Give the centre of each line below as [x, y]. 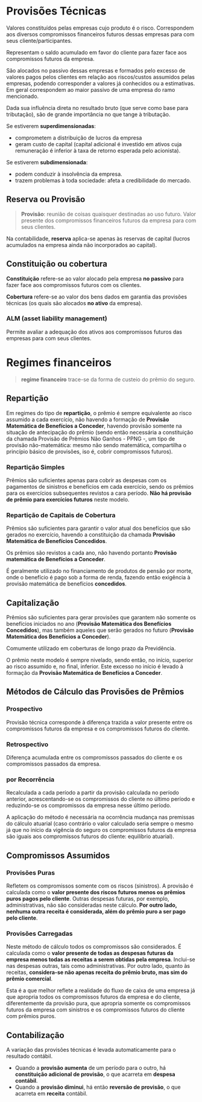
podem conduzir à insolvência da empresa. [68, 174]
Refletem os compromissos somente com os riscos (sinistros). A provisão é [100, 886]
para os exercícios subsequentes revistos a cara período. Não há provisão [99, 493]
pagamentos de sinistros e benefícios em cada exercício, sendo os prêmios [100, 486]
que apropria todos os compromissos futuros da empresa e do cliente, [94, 997]
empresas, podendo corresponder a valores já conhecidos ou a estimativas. [101, 83]
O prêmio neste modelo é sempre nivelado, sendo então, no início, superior [100, 660]
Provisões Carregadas [40, 933]
